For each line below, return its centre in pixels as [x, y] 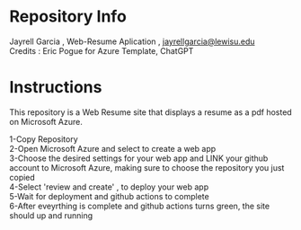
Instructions [56, 88]
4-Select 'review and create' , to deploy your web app [109, 187]
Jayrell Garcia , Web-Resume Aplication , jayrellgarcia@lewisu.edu [132, 41]
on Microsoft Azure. [46, 121]
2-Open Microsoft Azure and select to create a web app [113, 148]
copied [22, 177]
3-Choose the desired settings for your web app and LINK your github [139, 158]
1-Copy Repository [44, 139]
